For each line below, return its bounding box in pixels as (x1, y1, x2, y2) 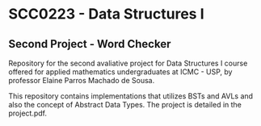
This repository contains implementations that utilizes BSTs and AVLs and (8, 91, 253, 101)
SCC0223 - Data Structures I (8, 5, 204, 23)
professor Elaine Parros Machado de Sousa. (8, 76, 155, 85)
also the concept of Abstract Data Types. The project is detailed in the (8, 100, 242, 109)
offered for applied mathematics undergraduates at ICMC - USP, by (8, 67, 233, 77)
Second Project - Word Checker (8, 37, 171, 51)
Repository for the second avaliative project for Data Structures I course (8, 58, 248, 68)
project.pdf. (8, 108, 47, 118)
